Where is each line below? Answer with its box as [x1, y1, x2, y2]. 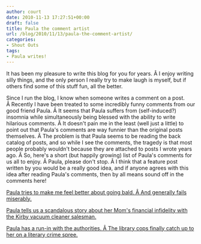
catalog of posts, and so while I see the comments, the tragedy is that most [6, 138, 193, 146]
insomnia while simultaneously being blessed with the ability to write [6, 113, 176, 121]
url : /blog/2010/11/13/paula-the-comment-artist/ [6, 31, 133, 37]
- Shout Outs [6, 43, 39, 49]
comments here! [6, 177, 47, 184]
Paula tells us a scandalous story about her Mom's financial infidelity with [6, 206, 188, 213]
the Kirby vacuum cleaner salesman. [6, 213, 97, 220]
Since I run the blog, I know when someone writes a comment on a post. [6, 94, 185, 101]
